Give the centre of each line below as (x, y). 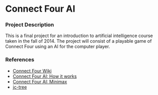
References (20, 60)
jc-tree (20, 87)
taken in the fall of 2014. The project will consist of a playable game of (78, 41)
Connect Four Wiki (32, 71)
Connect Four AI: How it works (45, 76)
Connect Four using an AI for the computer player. (58, 47)
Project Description (30, 25)
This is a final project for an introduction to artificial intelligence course (79, 36)
